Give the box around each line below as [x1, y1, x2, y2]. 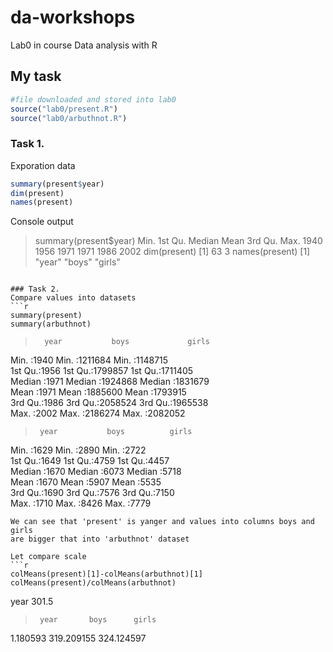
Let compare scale [10, 552, 87, 562]
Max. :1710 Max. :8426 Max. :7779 [10, 497, 152, 510]
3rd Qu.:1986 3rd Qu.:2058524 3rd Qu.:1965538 [10, 397, 209, 409]
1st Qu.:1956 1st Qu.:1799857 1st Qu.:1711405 [10, 365, 194, 377]
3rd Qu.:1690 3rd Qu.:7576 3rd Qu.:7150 [10, 487, 175, 499]
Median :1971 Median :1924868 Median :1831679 [10, 376, 210, 388]
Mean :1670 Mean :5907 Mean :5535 [10, 476, 162, 488]
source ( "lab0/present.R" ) [10, 104, 118, 114]
